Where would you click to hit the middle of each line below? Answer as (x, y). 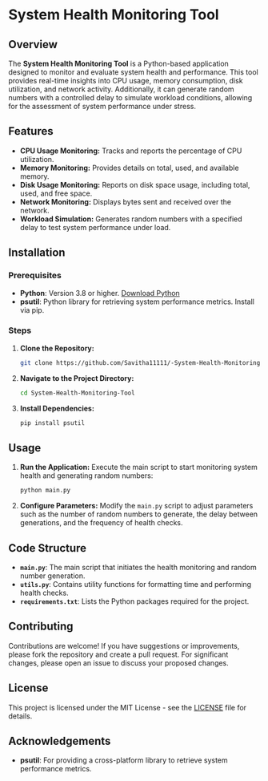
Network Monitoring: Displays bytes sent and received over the (126, 201)
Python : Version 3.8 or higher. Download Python (100, 293)
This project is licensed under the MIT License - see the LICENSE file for (127, 707)
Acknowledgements (60, 741)
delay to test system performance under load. (95, 227)
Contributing (41, 627)
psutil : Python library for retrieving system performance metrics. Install (137, 301)
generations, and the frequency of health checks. (101, 523)
